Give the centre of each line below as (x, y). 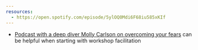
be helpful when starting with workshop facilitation (78, 40)
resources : (19, 12)
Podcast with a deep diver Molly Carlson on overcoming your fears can (103, 34)
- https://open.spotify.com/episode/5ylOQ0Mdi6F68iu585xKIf (88, 17)
